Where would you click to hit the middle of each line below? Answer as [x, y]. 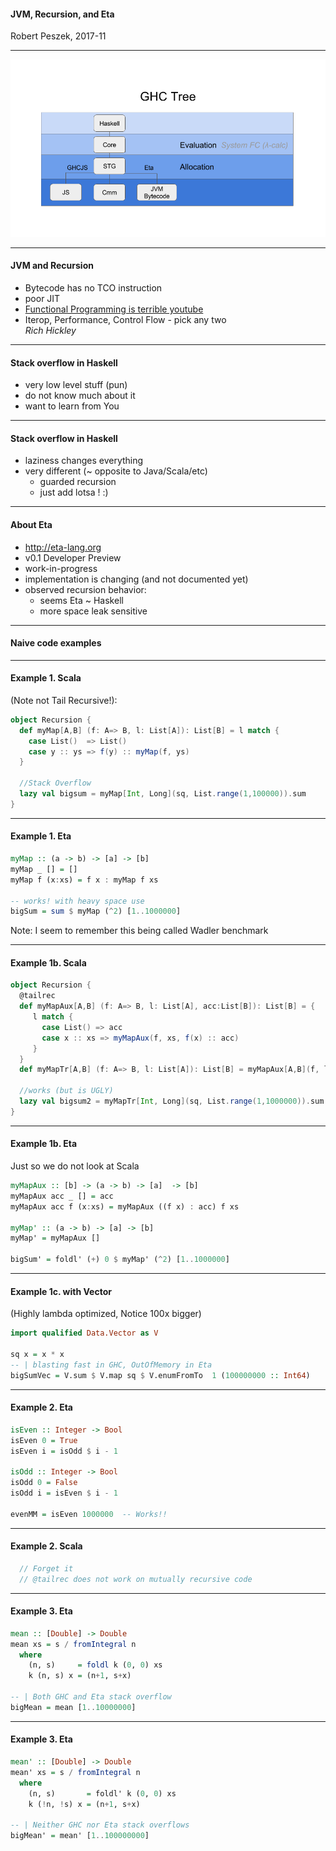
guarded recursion [78, 482]
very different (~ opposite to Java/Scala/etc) [116, 471]
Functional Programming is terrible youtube [114, 309]
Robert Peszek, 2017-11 [58, 36]
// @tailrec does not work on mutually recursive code [136, 1579]
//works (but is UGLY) [66, 1091]
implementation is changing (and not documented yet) [136, 579]
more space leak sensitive [93, 611]
